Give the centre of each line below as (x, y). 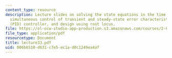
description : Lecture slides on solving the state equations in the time (86, 15)
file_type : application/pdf (35, 33)
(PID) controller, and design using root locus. (63, 24)
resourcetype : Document (31, 38)
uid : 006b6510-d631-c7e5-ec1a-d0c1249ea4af (52, 47)
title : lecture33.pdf (28, 43)
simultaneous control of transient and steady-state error (74, 19)
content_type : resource (31, 10)
